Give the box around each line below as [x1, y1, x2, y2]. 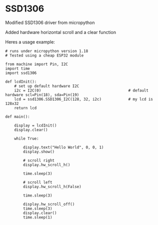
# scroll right [23, 158, 55, 163]
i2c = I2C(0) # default [14, 88, 149, 93]
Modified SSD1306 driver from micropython [5, 19, 95, 25]
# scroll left [23, 179, 52, 185]
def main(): [5, 114, 30, 119]
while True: [14, 136, 39, 141]
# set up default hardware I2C [14, 83, 79, 88]
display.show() [23, 149, 55, 154]
